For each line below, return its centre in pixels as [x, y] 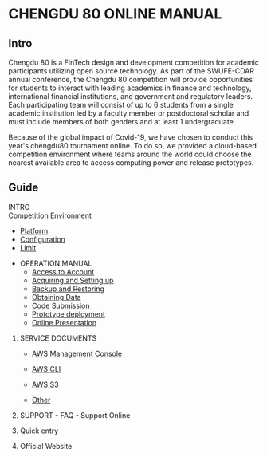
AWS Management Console [77, 353]
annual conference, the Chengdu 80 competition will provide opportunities [131, 79]
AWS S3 [45, 384]
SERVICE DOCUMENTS [58, 338]
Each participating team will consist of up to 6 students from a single [121, 105]
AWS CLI [46, 368]
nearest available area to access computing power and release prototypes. [131, 163]
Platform [34, 230]
